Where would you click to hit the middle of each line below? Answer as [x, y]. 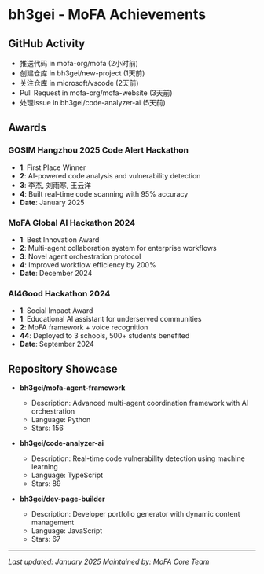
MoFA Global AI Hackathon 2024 [72, 223]
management [53, 522]
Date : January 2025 [52, 202]
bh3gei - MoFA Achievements [107, 15]
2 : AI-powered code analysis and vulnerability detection [110, 175]
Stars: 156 [48, 428]
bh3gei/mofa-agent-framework [72, 388]
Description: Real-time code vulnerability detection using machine [138, 458]
